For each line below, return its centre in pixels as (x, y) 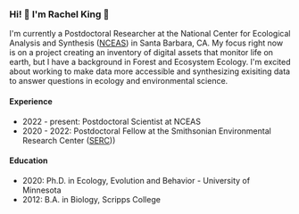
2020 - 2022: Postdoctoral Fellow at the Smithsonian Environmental (147, 131)
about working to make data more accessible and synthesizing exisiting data (150, 71)
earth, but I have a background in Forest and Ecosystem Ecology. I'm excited (150, 62)
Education (29, 160)
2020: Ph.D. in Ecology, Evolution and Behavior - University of (136, 180)
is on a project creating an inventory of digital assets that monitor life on (141, 53)
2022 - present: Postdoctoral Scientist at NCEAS (111, 121)
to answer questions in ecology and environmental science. (119, 81)
